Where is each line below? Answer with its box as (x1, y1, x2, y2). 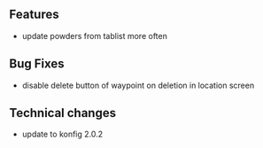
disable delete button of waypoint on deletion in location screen (21, 80, 255, 90)
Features (9, 7, 59, 22)
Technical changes (9, 105, 117, 121)
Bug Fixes (9, 57, 65, 72)
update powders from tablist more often (21, 30, 168, 41)
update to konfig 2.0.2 (21, 129, 104, 140)
